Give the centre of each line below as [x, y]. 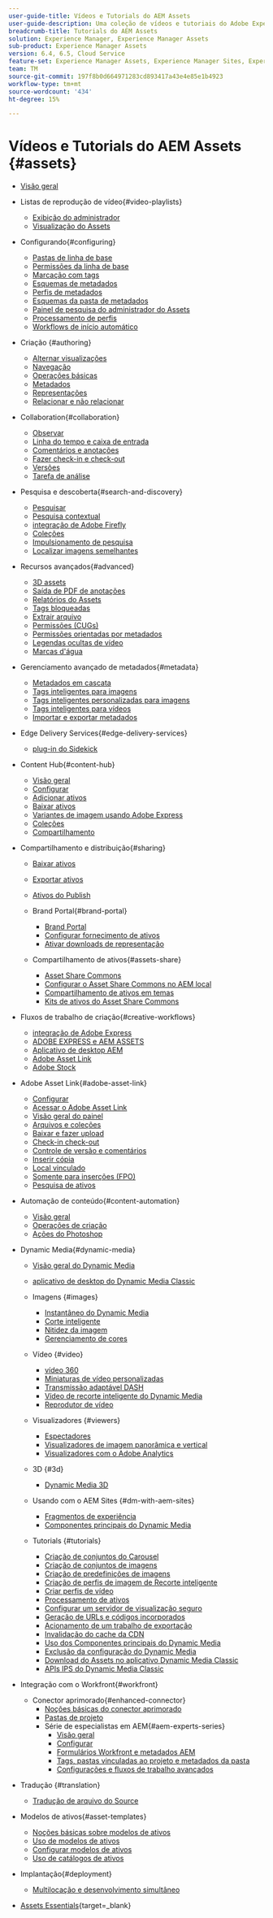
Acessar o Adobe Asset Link [80, 1108]
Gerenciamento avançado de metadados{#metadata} [109, 667]
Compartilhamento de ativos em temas [109, 993]
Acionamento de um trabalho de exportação [118, 1625]
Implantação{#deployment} [66, 1874]
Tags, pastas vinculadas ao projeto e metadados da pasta [153, 1761]
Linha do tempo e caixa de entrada [91, 442]
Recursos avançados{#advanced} [77, 566]
